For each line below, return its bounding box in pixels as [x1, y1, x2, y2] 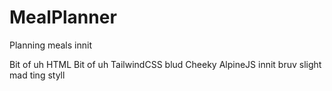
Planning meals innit [9, 39, 92, 51]
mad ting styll [9, 69, 66, 81]
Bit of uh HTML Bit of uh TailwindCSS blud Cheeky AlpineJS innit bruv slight [9, 58, 322, 70]
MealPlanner [9, 6, 117, 29]
